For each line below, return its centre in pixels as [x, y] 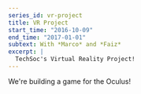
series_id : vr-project [45, 15]
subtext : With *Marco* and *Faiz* [65, 45]
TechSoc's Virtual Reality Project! [75, 60]
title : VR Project [38, 23]
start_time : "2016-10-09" [50, 30]
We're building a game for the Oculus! [70, 81]
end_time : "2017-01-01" [47, 37]
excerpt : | [26, 52]
